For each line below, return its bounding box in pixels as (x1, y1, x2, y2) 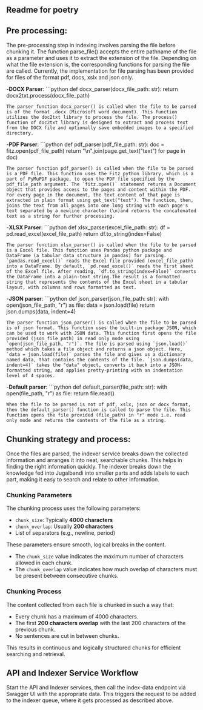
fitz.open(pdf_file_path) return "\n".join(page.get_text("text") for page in (6, 147, 186, 155)
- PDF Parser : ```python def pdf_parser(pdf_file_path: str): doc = (6, 141, 165, 148)
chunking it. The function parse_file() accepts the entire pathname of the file (6, 48, 197, 55)
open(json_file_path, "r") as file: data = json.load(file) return (6, 301, 155, 309)
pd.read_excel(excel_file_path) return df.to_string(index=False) (6, 230, 162, 238)
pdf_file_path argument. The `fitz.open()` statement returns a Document (6, 181, 197, 187)
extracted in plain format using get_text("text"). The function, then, (6, 197, 194, 204)
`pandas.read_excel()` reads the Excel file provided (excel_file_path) (6, 258, 194, 264)
